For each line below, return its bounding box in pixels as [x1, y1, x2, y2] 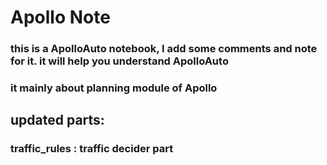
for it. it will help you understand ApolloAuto [10, 54, 229, 68]
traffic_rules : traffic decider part [10, 142, 174, 156]
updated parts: [10, 112, 105, 129]
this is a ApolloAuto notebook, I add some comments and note [10, 42, 318, 56]
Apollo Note [10, 6, 111, 29]
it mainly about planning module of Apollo [10, 81, 218, 95]
